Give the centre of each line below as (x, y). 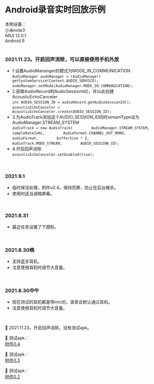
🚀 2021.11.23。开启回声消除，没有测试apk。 (48, 328)
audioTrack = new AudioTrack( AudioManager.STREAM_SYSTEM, (81, 128)
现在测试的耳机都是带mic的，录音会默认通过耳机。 (62, 302)
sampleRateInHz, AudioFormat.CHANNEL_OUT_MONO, (69, 133)
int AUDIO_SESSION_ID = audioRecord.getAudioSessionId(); (71, 102)
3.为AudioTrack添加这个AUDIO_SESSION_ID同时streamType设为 (76, 117)
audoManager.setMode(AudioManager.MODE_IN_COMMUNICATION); (73, 86)
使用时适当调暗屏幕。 (33, 193)
